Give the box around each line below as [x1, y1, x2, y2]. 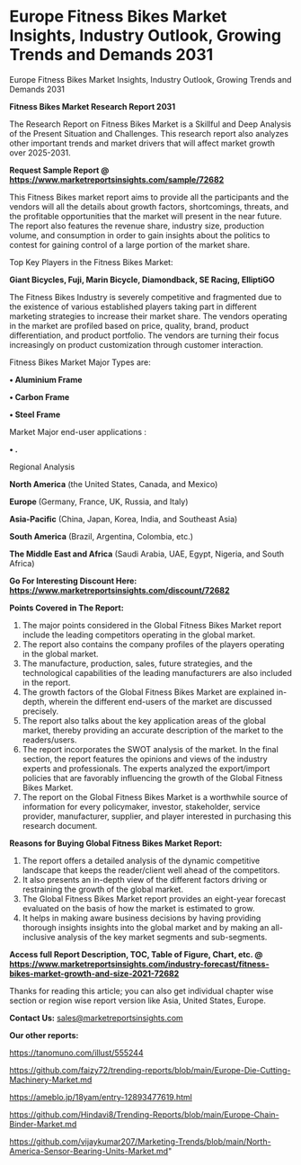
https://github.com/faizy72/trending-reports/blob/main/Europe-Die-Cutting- [9, 1064, 291, 1075]
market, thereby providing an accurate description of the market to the [22, 725, 284, 735]
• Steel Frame [9, 409, 61, 420]
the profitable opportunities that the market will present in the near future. [9, 210, 282, 221]
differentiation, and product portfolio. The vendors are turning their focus [9, 330, 279, 341]
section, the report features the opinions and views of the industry [22, 753, 268, 764]
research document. [22, 820, 98, 831]
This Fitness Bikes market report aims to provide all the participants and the [9, 191, 289, 202]
